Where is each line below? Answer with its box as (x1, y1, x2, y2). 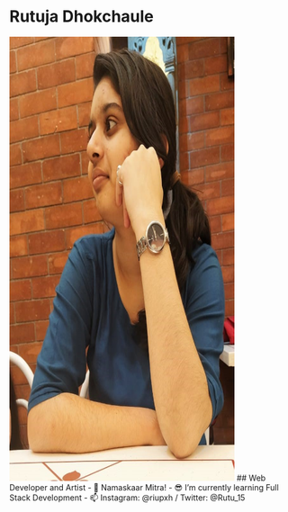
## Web (236, 472, 266, 483)
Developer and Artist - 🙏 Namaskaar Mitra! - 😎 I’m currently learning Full (9, 481, 279, 492)
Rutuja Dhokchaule (9, 6, 155, 27)
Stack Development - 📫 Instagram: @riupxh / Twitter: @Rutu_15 (9, 492, 246, 503)
